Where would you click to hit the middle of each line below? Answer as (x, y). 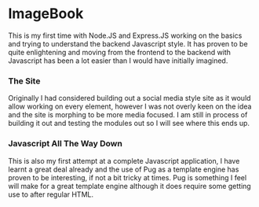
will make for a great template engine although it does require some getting (129, 186)
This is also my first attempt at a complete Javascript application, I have (124, 161)
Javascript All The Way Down (66, 144)
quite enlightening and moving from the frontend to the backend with (120, 52)
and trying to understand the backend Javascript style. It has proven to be (128, 43)
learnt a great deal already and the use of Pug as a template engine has (124, 169)
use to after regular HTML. (51, 194)
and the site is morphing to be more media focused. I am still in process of (128, 115)
